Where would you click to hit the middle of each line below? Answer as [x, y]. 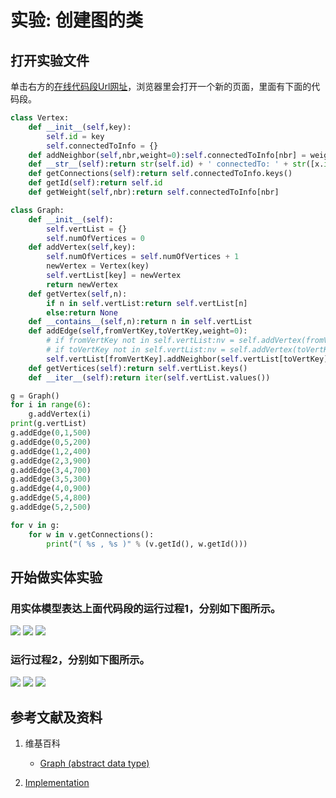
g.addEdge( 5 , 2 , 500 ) [51, 507]
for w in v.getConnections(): [91, 534]
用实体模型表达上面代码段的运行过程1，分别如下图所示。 [146, 608]
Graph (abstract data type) [94, 763]
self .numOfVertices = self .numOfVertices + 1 [143, 257]
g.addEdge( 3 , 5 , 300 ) [51, 479]
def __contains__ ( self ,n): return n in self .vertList [140, 322]
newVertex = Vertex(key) [98, 266]
